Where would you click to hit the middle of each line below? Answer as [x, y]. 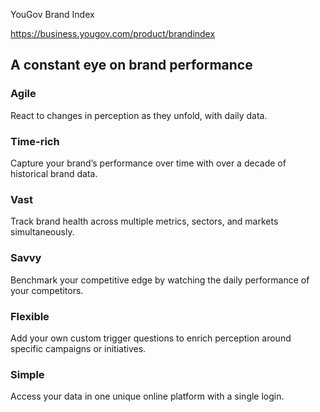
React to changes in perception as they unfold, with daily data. [139, 115]
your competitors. [47, 290]
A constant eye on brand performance [131, 65]
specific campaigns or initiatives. [78, 348]
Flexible [30, 316]
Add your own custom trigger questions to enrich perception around [151, 338]
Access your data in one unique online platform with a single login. [147, 396]
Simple [27, 374]
